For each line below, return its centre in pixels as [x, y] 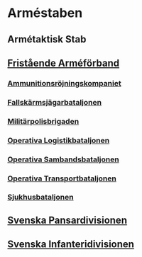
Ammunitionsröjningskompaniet [65, 83]
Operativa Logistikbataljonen [59, 140]
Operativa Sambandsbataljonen [63, 159]
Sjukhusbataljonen [40, 198]
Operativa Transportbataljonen [62, 178]
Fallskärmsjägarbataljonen [54, 102]
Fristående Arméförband [63, 63]
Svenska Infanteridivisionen [71, 245]
